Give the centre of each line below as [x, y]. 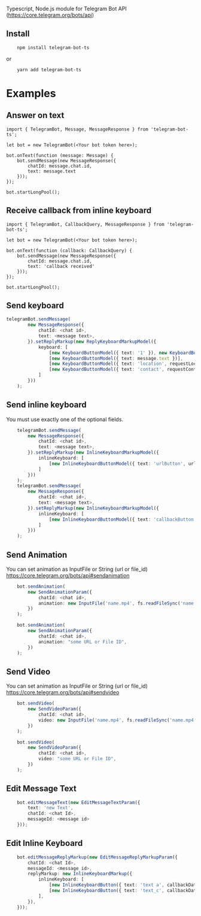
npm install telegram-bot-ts [53, 47]
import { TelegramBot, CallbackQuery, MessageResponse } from [85, 224]
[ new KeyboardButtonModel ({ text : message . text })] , [116, 358]
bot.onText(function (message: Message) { [60, 155]
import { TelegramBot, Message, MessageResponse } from [77, 129]
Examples [31, 93]
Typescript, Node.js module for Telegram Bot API [66, 9]
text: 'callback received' [61, 266]
